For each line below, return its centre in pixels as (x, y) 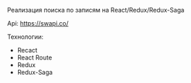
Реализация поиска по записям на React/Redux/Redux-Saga (96, 10)
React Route (35, 57)
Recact (27, 50)
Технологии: (25, 37)
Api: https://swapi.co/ (38, 23)
